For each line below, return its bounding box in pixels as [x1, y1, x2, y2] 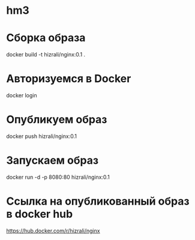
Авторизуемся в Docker [6, 72, 131, 86]
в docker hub [6, 208, 73, 221]
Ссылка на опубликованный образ [6, 194, 190, 208]
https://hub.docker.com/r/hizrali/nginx [6, 227, 100, 234]
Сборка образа [6, 31, 86, 45]
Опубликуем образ [6, 113, 107, 127]
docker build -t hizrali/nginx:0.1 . [6, 51, 86, 58]
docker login [6, 92, 37, 99]
